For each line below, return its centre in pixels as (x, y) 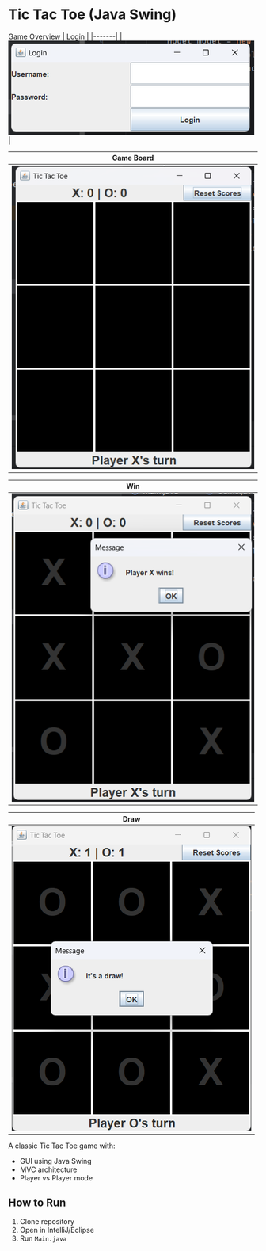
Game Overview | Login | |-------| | (65, 36)
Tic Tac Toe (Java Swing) (92, 15)
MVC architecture (48, 1169)
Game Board (133, 158)
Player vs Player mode (56, 1177)
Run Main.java (43, 1238)
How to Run (37, 1203)
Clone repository (47, 1222)
